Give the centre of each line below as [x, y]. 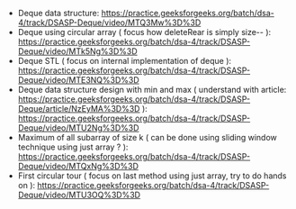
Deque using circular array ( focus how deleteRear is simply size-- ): [144, 32]
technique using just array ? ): [73, 147]
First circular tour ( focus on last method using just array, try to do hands [152, 176]
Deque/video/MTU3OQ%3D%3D [79, 195]
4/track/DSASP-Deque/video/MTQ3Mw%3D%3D [109, 23]
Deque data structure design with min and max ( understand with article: [152, 90]
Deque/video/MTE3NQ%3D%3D [78, 80]
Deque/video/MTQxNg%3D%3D [78, 166]
